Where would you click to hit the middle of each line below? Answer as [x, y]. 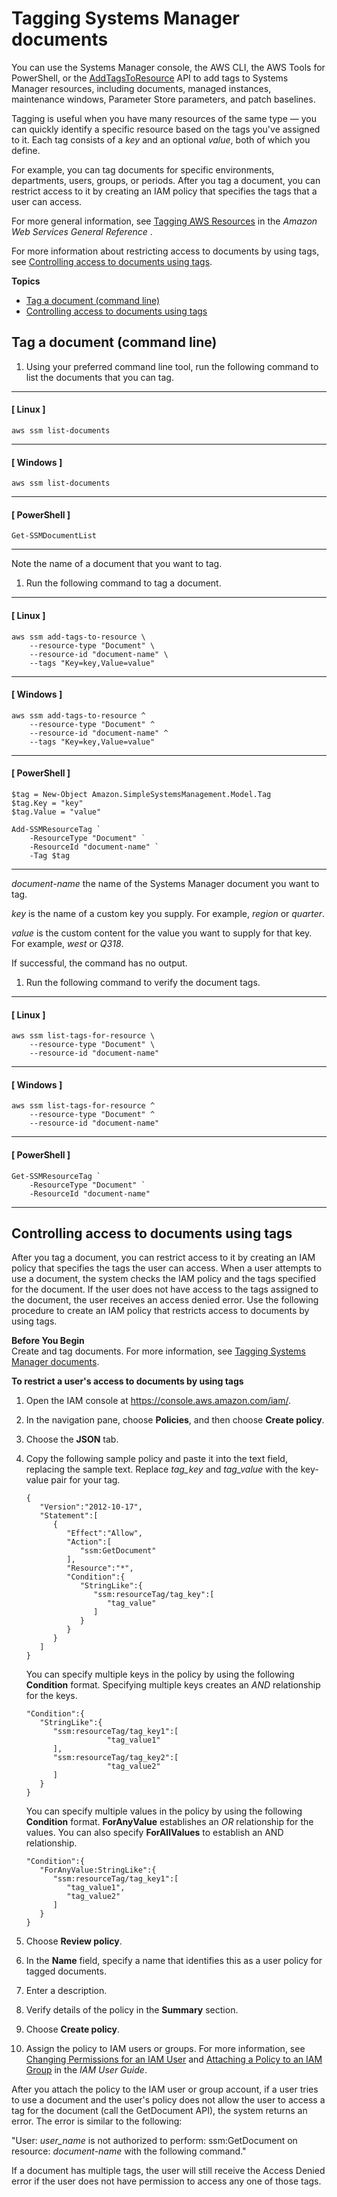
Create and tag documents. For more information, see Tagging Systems [158, 1351]
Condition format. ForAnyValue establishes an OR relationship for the [169, 1822]
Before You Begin [48, 1341]
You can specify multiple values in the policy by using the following [164, 1811]
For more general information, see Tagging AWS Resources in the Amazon [164, 221]
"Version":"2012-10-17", [91, 1507]
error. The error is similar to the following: [97, 2121]
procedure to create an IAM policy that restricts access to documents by [160, 1311]
